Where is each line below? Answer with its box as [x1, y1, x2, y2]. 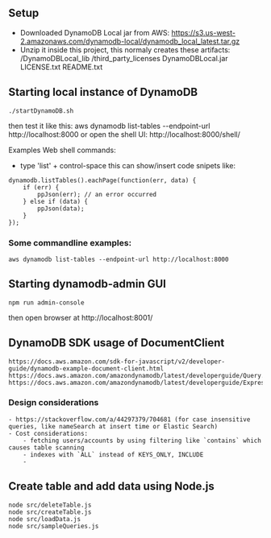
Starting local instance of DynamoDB [8, 85, 198, 99]
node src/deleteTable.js [8, 501, 92, 509]
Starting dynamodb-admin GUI [8, 277, 167, 291]
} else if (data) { [23, 197, 89, 205]
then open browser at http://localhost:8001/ [8, 312, 153, 322]
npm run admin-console [8, 298, 85, 307]
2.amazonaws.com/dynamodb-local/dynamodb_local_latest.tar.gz [19, 36, 240, 46]
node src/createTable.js [8, 507, 92, 516]
